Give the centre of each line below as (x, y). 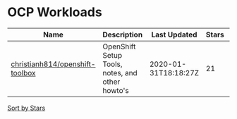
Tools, (112, 64)
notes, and (120, 73)
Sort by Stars (26, 108)
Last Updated (174, 35)
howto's (115, 90)
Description (122, 35)
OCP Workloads (55, 12)
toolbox (23, 73)
